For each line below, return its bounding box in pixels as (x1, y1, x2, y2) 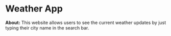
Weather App (5, 3, 63, 14)
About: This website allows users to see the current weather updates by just (5, 19, 166, 25)
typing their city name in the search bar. (5, 24, 89, 30)
